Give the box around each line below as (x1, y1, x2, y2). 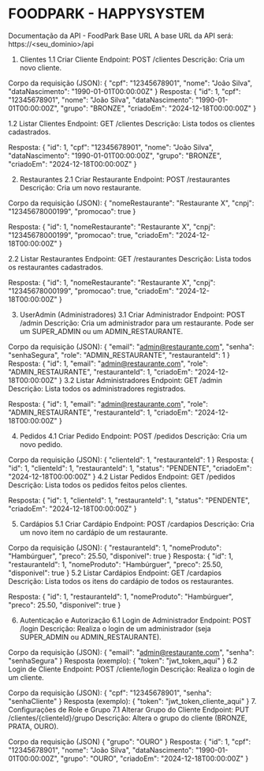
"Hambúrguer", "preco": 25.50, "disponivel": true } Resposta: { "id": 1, (8, 551, 234, 561)
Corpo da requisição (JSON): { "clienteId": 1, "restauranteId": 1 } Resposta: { (8, 455, 255, 464)
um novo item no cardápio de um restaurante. (19, 527, 168, 537)
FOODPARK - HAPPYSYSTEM (8, 5, 205, 23)
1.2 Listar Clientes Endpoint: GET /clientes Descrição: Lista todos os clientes (8, 118, 255, 128)
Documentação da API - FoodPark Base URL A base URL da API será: (8, 31, 234, 40)
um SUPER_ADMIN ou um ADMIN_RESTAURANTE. (19, 326, 184, 336)
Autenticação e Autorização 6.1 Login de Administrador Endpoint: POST (19, 615, 252, 625)
